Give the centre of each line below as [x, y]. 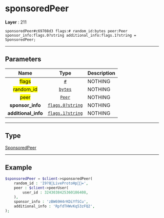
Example [19, 167]
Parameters [23, 59]
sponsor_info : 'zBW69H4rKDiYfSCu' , [51, 201]
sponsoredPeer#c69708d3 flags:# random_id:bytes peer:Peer [66, 31]
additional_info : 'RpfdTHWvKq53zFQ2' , [54, 206]
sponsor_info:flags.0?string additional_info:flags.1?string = [71, 35]
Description [102, 73]
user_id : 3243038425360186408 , [56, 193]
